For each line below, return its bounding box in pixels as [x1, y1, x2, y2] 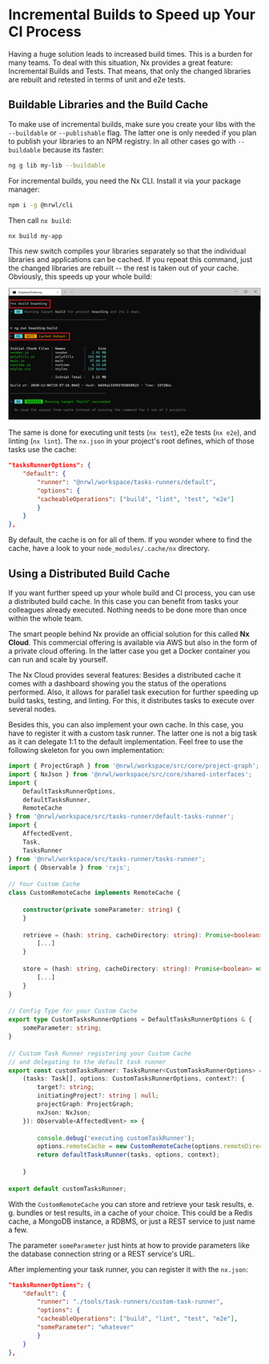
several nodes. [8, 704, 58, 714]
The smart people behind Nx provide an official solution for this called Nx [8, 629, 250, 639]
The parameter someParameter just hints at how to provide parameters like [8, 1241, 250, 1250]
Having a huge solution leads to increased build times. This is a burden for [8, 49, 254, 59]
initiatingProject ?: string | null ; [37, 1092, 159, 1100]
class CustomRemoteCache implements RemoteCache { [8, 888, 181, 897]
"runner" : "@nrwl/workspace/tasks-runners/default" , [37, 478, 217, 486]
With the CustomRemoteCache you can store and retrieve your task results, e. [8, 1199, 255, 1208]
